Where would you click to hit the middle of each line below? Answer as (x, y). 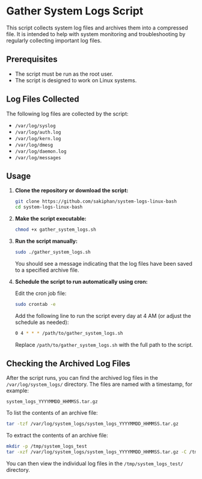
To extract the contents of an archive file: (57, 435)
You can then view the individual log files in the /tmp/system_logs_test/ (95, 463)
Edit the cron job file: (41, 293)
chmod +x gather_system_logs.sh (55, 230)
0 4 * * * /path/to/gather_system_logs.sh (69, 333)
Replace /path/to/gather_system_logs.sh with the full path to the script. (104, 344)
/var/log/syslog (35, 126)
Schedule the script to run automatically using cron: (81, 281)
